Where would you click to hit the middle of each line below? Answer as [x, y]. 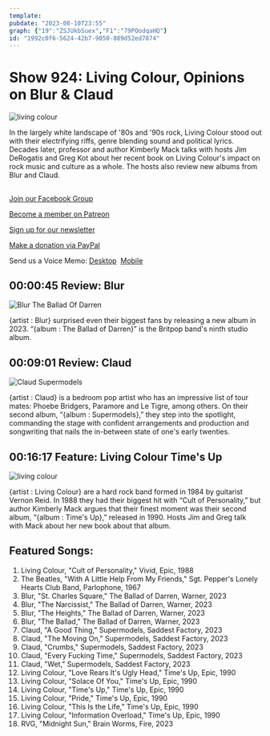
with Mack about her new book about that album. [90, 526]
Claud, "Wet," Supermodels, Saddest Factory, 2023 [105, 664]
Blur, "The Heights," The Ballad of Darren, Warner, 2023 [113, 613]
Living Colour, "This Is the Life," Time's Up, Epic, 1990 [109, 706]
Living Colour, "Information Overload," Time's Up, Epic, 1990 [121, 715]
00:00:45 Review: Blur [67, 285]
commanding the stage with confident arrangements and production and [129, 423]
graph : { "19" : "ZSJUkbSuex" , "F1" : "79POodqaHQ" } [88, 30]
